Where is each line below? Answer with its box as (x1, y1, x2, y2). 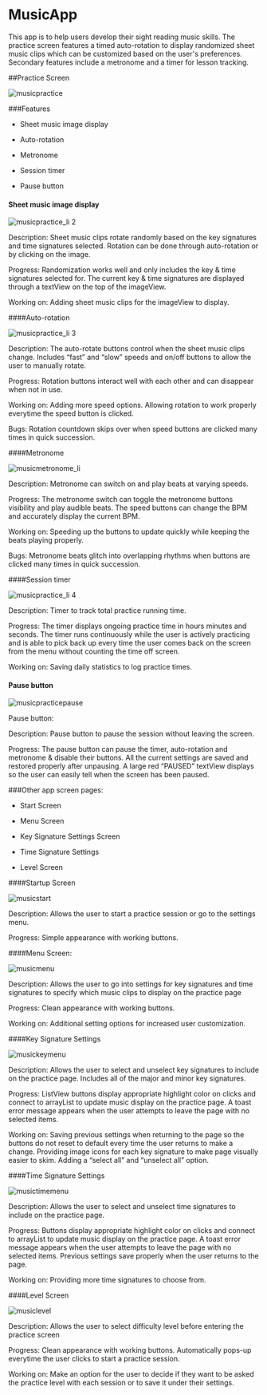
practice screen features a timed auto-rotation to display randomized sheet (8, 40, 255, 49)
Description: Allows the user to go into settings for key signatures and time (8, 979, 253, 989)
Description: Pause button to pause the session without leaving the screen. (8, 729, 255, 739)
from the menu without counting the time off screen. (8, 646, 180, 656)
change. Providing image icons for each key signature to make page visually (8, 1147, 259, 1156)
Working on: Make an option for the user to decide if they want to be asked (8, 1369, 254, 1379)
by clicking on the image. (8, 250, 91, 259)
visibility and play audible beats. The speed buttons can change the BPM (8, 503, 248, 512)
